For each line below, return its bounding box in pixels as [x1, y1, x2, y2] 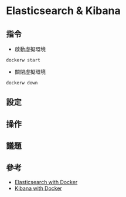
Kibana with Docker [14, 185, 63, 192]
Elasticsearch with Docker [14, 178, 78, 185]
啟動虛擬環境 [14, 46, 46, 52]
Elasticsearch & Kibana [6, 4, 121, 18]
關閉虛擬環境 [14, 69, 46, 75]
